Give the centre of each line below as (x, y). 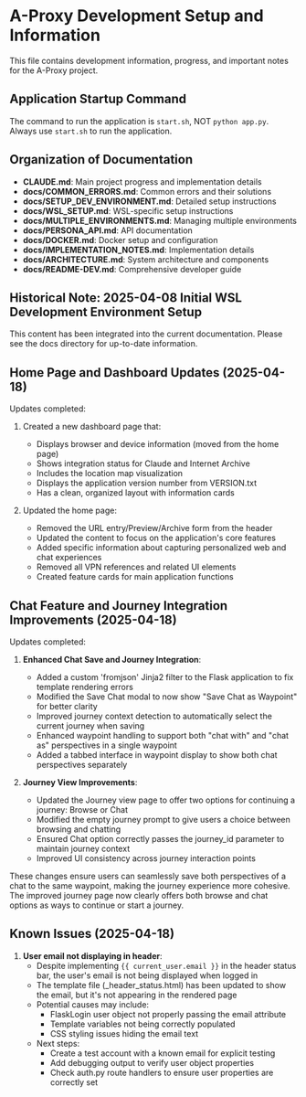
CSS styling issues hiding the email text (124, 1033)
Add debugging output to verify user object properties (152, 1062)
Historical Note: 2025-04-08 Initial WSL (126, 298)
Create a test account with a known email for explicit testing (163, 1053)
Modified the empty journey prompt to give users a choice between (163, 820)
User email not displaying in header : (92, 955)
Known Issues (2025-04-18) (92, 934)
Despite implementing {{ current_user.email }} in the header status (166, 965)
